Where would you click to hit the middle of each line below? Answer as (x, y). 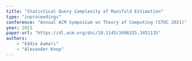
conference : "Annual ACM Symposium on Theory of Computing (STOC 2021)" (97, 22)
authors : (17, 38)
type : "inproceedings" (34, 17)
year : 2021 (19, 28)
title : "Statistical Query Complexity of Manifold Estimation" (85, 11)
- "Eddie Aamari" (38, 44)
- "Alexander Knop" (40, 49)
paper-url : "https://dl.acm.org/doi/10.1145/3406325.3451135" (83, 33)
